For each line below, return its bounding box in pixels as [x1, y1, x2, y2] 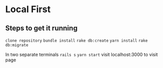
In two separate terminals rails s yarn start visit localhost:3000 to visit [5, 52, 158, 57]
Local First [5, 4, 51, 15]
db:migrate [5, 43, 29, 48]
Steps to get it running [5, 24, 78, 32]
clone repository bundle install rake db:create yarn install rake [5, 38, 148, 43]
